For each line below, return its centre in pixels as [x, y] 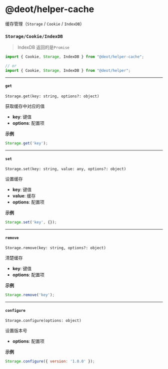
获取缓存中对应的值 [25, 106]
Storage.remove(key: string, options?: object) [56, 248]
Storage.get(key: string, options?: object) [52, 96]
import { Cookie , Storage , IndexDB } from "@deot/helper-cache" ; [74, 57]
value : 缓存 [24, 196]
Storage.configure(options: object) [43, 321]
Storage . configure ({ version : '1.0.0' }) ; [50, 361]
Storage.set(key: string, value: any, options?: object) [66, 169]
